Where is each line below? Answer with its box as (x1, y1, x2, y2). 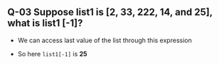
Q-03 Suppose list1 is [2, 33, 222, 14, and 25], (7, 6, 213, 18)
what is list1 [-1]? (7, 18, 83, 30)
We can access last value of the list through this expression (17, 36, 192, 44)
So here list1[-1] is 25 (17, 49, 87, 58)
